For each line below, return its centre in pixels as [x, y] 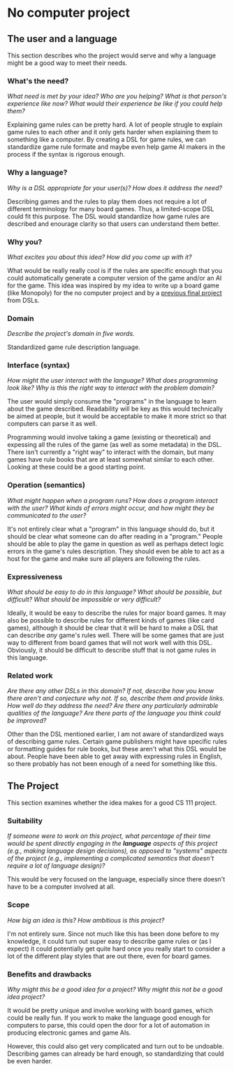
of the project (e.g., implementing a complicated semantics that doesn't [111, 858]
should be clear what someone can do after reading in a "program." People [115, 536]
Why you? [25, 241]
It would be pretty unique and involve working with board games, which [110, 1010]
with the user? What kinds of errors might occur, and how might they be [111, 508]
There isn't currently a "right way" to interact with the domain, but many [111, 452]
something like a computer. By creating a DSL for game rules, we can [107, 140]
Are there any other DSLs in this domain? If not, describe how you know [111, 691]
